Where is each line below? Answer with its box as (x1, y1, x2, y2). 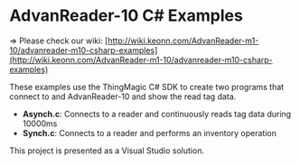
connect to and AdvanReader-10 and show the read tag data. (9, 91, 237, 102)
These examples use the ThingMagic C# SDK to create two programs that (9, 81, 285, 92)
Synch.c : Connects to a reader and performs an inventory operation (22, 127, 277, 138)
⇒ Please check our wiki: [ (9, 35, 108, 46)
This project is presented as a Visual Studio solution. (9, 145, 205, 156)
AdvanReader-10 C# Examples (9, 5, 244, 26)
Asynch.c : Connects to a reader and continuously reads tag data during (22, 108, 292, 119)
